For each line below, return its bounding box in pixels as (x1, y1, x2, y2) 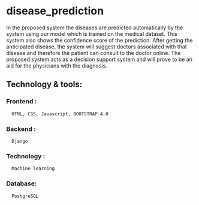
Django (11, 138, 28, 144)
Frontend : (6, 97, 37, 106)
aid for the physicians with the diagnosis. (6, 62, 108, 69)
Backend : (6, 124, 36, 133)
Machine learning (11, 166, 55, 172)
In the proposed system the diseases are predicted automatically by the (6, 24, 183, 31)
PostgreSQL (11, 193, 39, 199)
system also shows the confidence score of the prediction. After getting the (6, 36, 193, 44)
